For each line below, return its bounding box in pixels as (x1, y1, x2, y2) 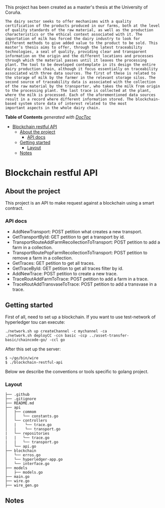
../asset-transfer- (89, 333, 129, 338)
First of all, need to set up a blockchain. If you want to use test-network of (5, 314, 156, 320)
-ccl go (49, 338, 65, 342)
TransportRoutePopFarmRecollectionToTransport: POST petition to (12, 250, 148, 256)
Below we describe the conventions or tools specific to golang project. (5, 369, 149, 375)
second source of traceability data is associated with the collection (5, 80, 156, 85)
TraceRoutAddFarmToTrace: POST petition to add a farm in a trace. (12, 276, 149, 282)
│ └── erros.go (5, 453, 41, 458)
